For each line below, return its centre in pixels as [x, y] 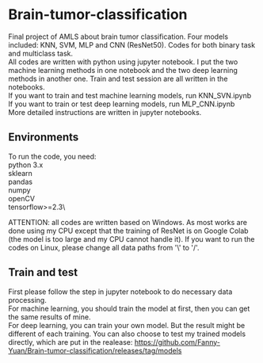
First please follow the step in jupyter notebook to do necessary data [120, 292]
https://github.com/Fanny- [177, 342]
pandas [21, 181]
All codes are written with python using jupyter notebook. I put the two [123, 62]
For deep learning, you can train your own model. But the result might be [127, 325]
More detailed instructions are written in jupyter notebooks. [105, 112]
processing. [28, 300]
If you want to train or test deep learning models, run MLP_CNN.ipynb [122, 104]
